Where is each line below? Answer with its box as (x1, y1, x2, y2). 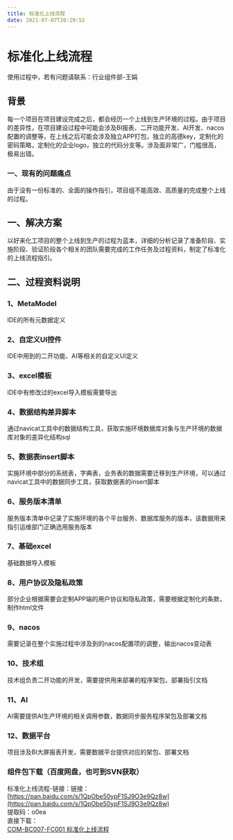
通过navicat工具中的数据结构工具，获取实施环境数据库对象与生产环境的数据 (7, 424, 223, 432)
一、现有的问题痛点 (7, 169, 71, 178)
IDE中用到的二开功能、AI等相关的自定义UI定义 (7, 352, 139, 360)
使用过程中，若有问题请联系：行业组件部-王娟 (7, 73, 138, 81)
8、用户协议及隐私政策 (7, 578, 83, 587)
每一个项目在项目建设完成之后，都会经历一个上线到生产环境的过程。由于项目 (7, 115, 226, 124)
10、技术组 (7, 659, 44, 669)
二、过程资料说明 (7, 276, 80, 288)
